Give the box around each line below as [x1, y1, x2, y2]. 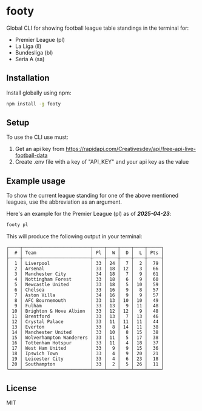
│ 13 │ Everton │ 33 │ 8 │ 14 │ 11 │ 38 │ [6, 324, 164, 330]
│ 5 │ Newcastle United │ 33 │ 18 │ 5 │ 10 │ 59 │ [6, 282, 164, 288]
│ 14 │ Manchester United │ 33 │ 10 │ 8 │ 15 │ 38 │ [6, 329, 164, 336]
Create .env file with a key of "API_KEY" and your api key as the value [15, 158, 189, 165]
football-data [15, 152, 48, 159]
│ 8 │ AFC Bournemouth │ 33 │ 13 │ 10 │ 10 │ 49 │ [6, 298, 164, 304]
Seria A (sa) [15, 55, 45, 62]
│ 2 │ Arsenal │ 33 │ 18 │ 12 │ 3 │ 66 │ [6, 266, 164, 272]
